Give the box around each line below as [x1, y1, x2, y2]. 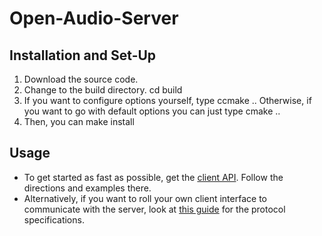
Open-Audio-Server [9, 7, 179, 30]
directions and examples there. [23, 182, 152, 194]
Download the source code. [23, 73, 139, 85]
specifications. [23, 213, 85, 226]
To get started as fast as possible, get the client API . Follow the [23, 171, 284, 183]
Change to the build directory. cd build [23, 84, 183, 96]
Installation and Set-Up [9, 47, 157, 64]
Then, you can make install [23, 116, 135, 127]
